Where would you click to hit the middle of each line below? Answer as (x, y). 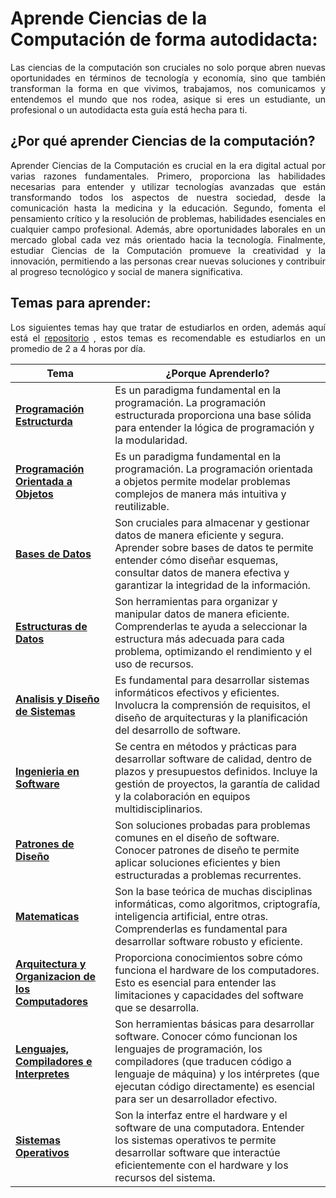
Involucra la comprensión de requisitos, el (212, 705)
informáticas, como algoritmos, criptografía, (217, 904)
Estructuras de (51, 626)
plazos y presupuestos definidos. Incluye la (216, 771)
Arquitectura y (51, 964)
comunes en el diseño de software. (197, 837)
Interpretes (42, 1074)
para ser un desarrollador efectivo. (196, 1099)
